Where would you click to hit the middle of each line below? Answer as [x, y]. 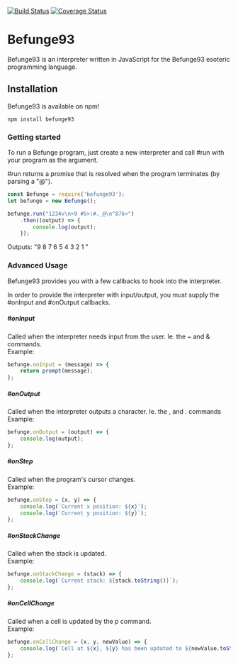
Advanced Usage [38, 265]
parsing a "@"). [30, 182]
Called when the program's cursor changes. [72, 479]
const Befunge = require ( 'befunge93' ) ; [66, 194]
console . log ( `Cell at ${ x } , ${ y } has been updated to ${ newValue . [120, 648]
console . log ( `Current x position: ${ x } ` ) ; [84, 506]
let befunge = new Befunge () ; [52, 201]
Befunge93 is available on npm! [53, 106]
